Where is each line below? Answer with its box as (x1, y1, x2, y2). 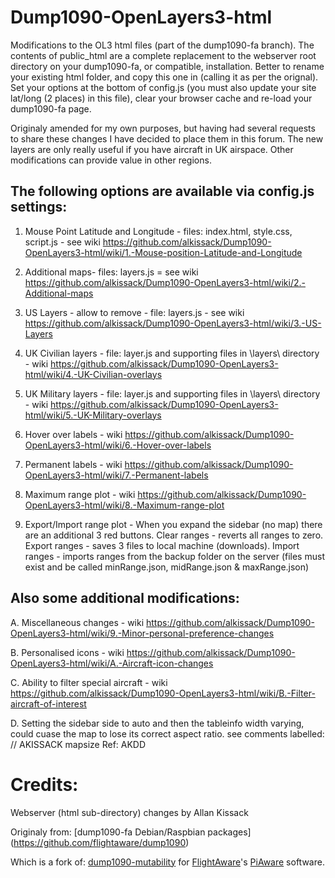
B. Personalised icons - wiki (10, 646, 125, 658)
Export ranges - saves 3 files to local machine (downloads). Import (24, 539, 300, 551)
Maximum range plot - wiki (24, 488, 136, 500)
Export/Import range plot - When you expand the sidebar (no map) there (24, 518, 323, 530)
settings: (10, 199, 68, 216)
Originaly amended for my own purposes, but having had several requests (10, 122, 316, 134)
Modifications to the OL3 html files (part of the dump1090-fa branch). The (10, 39, 315, 51)
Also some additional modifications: (10, 590, 240, 607)
